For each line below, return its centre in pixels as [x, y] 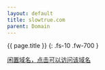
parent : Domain [29, 26]
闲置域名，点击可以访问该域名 [49, 60]
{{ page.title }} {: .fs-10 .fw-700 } [53, 46]
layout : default [30, 13]
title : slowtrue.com [36, 20]
